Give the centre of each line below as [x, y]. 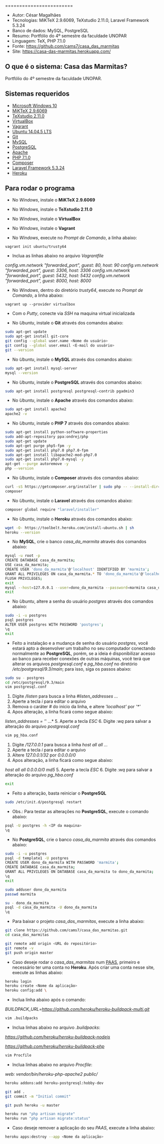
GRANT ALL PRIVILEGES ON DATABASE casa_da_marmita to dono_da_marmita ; [79, 872]
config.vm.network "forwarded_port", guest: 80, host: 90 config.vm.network [82, 265]
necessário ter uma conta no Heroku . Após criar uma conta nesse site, [83, 967]
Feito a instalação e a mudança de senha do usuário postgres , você [80, 643]
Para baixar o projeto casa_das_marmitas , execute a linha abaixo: [78, 921]
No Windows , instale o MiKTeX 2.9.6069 [53, 200]
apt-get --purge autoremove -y [37, 464]
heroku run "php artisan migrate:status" [48, 1119]
